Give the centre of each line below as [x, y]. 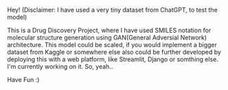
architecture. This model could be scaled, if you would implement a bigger [112, 45]
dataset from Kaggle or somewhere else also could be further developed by [114, 52]
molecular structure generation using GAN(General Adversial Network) [107, 37]
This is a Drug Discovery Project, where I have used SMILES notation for [109, 30]
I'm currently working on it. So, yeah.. [60, 66]
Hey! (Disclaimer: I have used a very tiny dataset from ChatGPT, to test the [112, 10]
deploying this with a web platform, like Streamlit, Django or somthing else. [113, 59]
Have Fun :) [23, 80]
